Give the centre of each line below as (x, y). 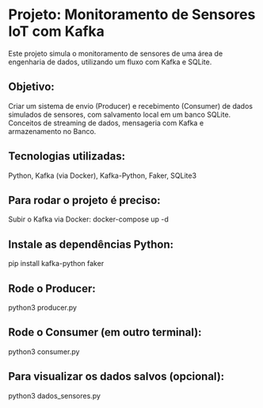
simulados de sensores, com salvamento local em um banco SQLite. (120, 114)
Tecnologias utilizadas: (67, 156)
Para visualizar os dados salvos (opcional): (116, 377)
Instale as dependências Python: (91, 244)
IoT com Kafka (57, 31)
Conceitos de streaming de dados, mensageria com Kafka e (106, 123)
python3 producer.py (43, 308)
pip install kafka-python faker (56, 264)
